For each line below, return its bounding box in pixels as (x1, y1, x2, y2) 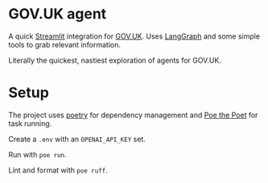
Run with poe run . (8, 149, 67, 159)
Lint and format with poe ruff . (8, 165, 109, 175)
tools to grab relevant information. (8, 39, 121, 49)
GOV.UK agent (8, 5, 107, 23)
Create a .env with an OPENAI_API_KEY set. (8, 134, 146, 144)
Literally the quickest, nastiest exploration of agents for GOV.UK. (8, 55, 221, 65)
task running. (8, 118, 52, 128)
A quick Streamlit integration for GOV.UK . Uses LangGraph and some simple (8, 31, 260, 41)
